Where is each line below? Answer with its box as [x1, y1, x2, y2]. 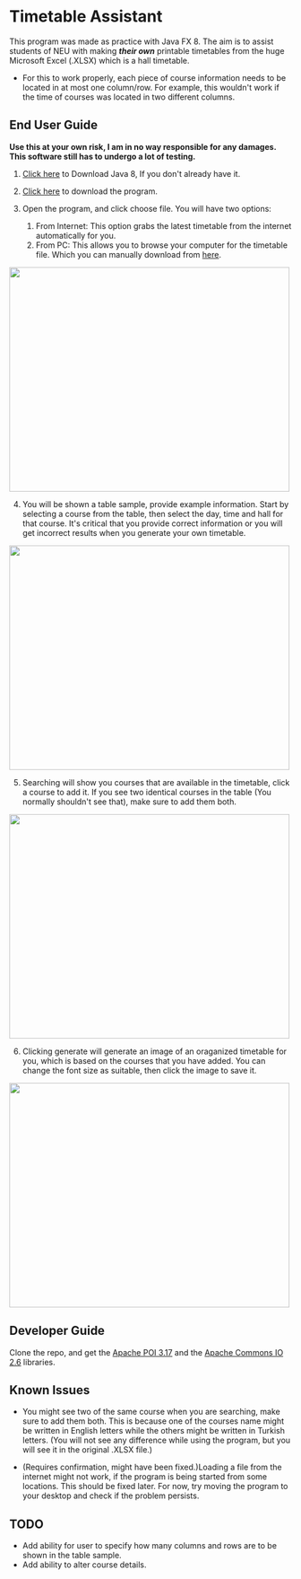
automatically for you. [35, 230, 116, 241]
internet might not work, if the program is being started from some [21, 1471, 268, 1482]
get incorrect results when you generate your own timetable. [21, 527, 246, 538]
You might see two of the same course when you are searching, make [21, 1407, 280, 1417]
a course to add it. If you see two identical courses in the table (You [21, 786, 271, 797]
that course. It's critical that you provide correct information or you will [21, 518, 283, 529]
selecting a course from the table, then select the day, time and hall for [21, 508, 284, 519]
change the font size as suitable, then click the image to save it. [21, 1065, 257, 1075]
